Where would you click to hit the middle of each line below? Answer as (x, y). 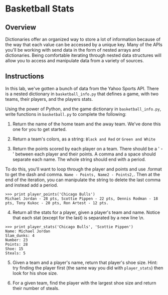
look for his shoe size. (35, 273)
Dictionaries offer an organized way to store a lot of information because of (83, 39)
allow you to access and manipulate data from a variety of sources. (74, 60)
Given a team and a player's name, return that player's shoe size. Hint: (85, 262)
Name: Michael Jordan (28, 231)
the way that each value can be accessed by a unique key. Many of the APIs (84, 45)
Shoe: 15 (14, 249)
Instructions (25, 77)
